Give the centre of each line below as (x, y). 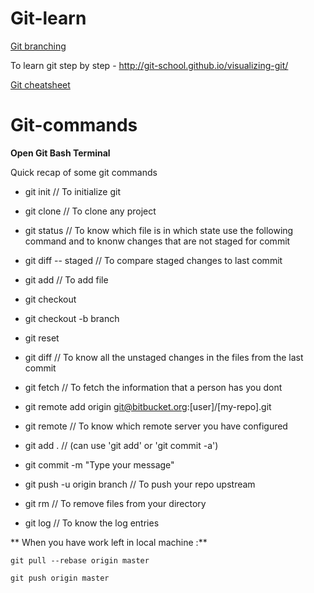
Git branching (38, 46)
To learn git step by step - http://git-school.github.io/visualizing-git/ (149, 65)
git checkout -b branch (72, 318)
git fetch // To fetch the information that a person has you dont (153, 387)
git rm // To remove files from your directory (115, 503)
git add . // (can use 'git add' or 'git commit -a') (121, 445)
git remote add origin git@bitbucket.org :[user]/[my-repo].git (148, 406)
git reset (42, 338)
